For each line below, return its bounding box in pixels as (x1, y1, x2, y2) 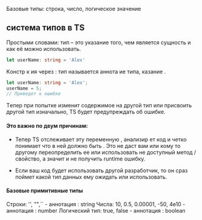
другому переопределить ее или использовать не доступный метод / (15, 148, 197, 156)
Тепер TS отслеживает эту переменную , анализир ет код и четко (15, 136, 187, 143)
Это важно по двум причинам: (6, 122, 89, 129)
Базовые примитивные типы (6, 187, 83, 195)
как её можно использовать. (6, 45, 81, 52)
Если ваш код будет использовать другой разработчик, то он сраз (15, 167, 188, 174)
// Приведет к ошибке (6, 91, 61, 97)
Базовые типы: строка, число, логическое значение (6, 5, 141, 12)
